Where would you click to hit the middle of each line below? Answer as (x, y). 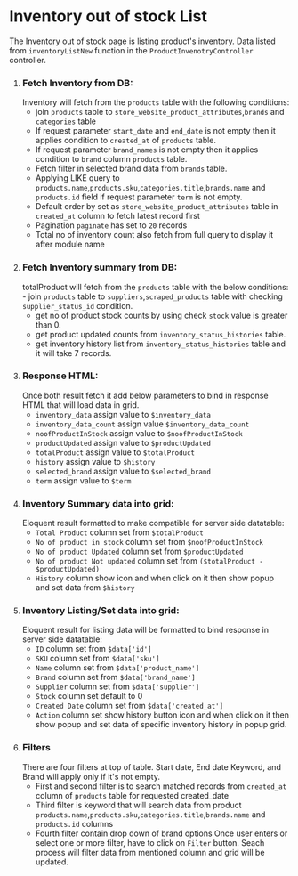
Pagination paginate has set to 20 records (111, 225)
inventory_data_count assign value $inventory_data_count (142, 424)
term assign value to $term (83, 480)
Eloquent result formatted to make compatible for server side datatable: (153, 523)
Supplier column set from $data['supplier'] (117, 686)
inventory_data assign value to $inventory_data (123, 414)
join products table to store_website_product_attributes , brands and (160, 112)
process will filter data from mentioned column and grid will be (150, 852)
